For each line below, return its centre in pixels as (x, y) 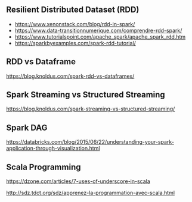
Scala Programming (44, 167)
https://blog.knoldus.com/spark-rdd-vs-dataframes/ (70, 76)
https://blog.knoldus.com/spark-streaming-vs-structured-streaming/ (91, 109)
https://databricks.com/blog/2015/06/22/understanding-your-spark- (90, 142)
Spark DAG (27, 127)
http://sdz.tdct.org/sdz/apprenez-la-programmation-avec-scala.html (90, 193)
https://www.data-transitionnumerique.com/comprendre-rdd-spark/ (98, 30)
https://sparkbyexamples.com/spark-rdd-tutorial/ (75, 43)
